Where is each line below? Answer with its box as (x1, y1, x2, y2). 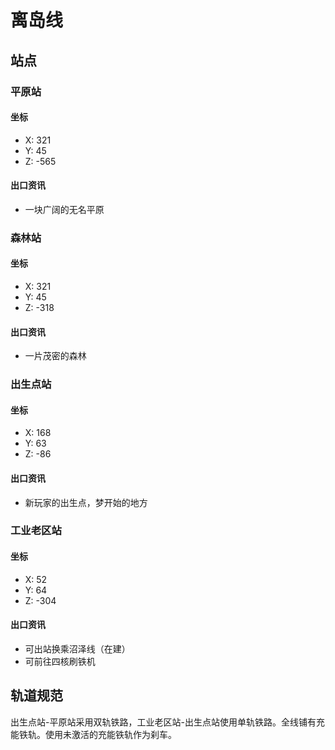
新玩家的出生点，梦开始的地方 (24, 496, 148, 508)
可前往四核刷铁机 (24, 655, 96, 667)
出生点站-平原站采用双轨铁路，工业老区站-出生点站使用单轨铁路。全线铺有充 (10, 716, 325, 728)
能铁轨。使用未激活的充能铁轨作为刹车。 (10, 728, 177, 740)
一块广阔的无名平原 (24, 203, 105, 215)
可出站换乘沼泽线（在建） (24, 642, 131, 655)
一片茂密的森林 (24, 350, 87, 362)
